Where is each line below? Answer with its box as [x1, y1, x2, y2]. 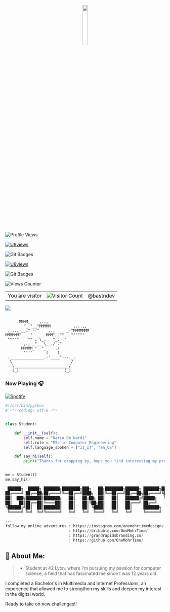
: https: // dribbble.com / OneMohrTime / [68, 528, 148, 533]
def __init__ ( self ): [14, 430, 58, 436]
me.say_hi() [5, 477, 30, 482]
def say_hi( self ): [14, 454, 53, 459]
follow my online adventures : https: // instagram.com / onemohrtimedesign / [5, 524, 164, 529]
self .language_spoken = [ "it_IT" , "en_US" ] [23, 445, 116, 450]
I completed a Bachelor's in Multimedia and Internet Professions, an [5, 581, 147, 587]
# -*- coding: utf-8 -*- [5, 408, 58, 413]
